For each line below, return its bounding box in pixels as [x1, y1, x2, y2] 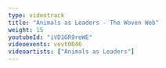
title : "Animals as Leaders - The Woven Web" [8, 19, 159, 27]
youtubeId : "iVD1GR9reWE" [8, 33, 92, 41]
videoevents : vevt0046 [8, 41, 82, 48]
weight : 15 [8, 26, 44, 34]
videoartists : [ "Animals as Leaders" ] [8, 48, 135, 55]
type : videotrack [8, 11, 65, 20]
